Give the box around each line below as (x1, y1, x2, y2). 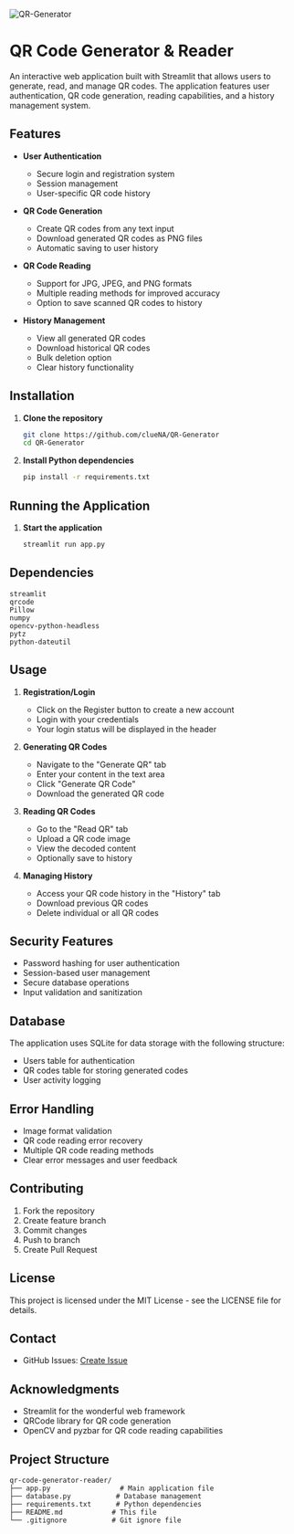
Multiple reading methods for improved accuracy (36, 288, 221, 299)
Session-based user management (22, 968, 151, 979)
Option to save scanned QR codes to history (36, 297, 203, 308)
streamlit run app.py (22, 540, 105, 549)
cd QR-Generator (22, 438, 85, 447)
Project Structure (9, 1452, 110, 1467)
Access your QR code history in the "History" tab (36, 888, 221, 898)
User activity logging (22, 1075, 101, 1086)
